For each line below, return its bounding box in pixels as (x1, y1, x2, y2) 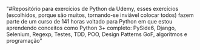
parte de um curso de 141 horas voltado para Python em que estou (6, 18, 173, 25)
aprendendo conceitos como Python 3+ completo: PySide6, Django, (6, 24, 176, 31)
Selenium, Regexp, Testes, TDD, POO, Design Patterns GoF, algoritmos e (6, 31, 188, 38)
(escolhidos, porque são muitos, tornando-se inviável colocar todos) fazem (6, 11, 194, 19)
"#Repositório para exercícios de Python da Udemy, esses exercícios (6, 5, 179, 12)
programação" (6, 37, 42, 44)
